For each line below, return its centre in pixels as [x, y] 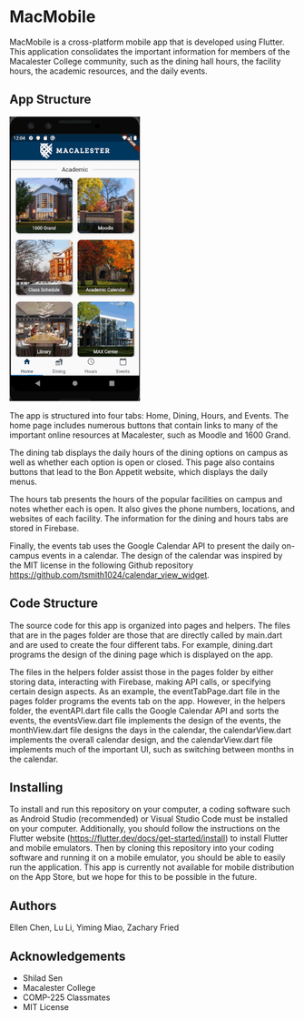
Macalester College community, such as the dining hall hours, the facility [145, 61]
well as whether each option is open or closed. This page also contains [142, 462]
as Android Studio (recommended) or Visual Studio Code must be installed [149, 819]
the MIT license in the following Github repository [101, 565]
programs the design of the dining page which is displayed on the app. [142, 654]
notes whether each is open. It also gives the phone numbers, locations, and [152, 509]
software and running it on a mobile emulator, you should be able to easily [147, 858]
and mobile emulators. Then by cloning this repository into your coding [142, 848]
